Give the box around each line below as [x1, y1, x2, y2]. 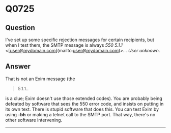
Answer [5, 62, 31, 71]
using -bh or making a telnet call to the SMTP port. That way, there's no [5, 111, 156, 117]
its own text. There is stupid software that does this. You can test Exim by [5, 106, 159, 112]
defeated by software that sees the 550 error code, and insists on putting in [5, 101, 164, 107]
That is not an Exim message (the [5, 76, 75, 82]
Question [5, 23, 35, 32]
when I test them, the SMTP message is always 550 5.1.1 [5, 42, 123, 48]
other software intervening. [5, 117, 63, 123]
